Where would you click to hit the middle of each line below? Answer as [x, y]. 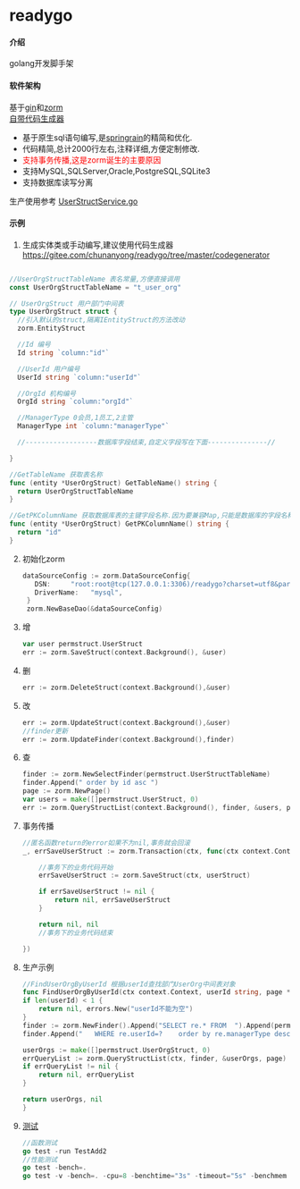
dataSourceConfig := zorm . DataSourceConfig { [106, 576]
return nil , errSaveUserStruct [113, 900]
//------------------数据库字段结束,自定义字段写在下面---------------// [146, 443]
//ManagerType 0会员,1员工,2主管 [75, 418]
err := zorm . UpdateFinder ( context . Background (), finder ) [128, 739]
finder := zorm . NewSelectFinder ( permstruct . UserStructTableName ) [146, 774]
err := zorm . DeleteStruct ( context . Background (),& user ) [126, 687]
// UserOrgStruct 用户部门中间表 [67, 304]
